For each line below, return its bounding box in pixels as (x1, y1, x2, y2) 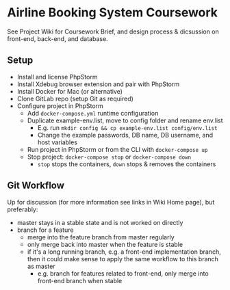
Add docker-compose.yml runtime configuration (27, 109, 159, 117)
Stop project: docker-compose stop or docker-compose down (27, 153, 192, 161)
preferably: (7, 205, 38, 213)
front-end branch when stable (37, 276, 123, 285)
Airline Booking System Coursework (7, 5, 218, 21)
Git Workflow (7, 180, 65, 192)
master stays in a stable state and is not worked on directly (16, 218, 183, 226)
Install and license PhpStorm (16, 72, 98, 81)
